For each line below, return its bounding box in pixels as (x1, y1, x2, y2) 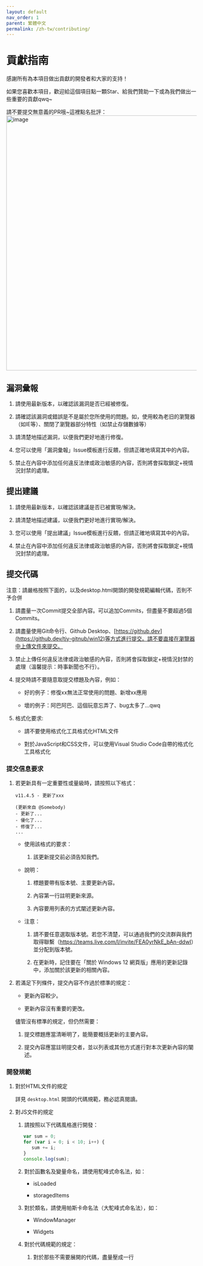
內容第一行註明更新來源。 (33, 892, 97, 899)
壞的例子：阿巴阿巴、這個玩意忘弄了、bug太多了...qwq (24, 702, 161, 709)
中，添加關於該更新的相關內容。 (33, 966, 113, 973)
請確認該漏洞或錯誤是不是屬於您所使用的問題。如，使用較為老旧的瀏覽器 (14, 413, 195, 420)
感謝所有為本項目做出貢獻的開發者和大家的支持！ (6, 75, 128, 82)
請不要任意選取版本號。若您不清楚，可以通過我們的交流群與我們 (33, 930, 192, 937)
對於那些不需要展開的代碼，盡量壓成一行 (33, 1253, 134, 1261)
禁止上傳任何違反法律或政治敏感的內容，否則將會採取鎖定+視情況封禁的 (14, 655, 194, 663)
